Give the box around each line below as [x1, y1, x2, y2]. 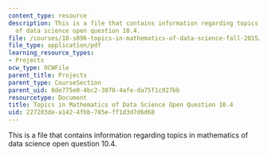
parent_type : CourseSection [8, 78, 102, 86]
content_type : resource [8, 11, 88, 20]
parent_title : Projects [8, 71, 88, 79]
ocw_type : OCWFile [8, 64, 69, 72]
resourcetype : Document [8, 94, 88, 102]
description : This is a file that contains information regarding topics [8, 19, 259, 27]
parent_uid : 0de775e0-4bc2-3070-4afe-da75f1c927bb [8, 86, 180, 94]
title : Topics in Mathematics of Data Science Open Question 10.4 [8, 101, 234, 109]
